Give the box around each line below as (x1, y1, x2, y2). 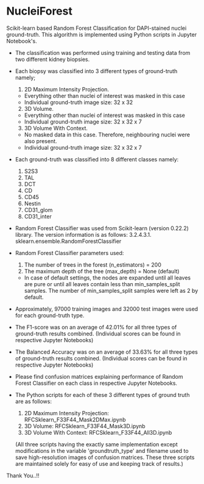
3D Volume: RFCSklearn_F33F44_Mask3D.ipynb (24, 422, 146, 430)
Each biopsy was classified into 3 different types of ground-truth (15, 67, 178, 74)
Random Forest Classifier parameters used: (15, 249, 124, 256)
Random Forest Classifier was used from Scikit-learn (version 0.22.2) (15, 224, 189, 232)
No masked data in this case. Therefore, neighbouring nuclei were (24, 131, 191, 138)
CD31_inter (24, 212, 52, 220)
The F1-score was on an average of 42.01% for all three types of (15, 323, 177, 331)
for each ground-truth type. (15, 312, 85, 319)
